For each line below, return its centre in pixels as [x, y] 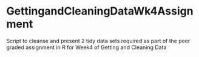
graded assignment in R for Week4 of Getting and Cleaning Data [86, 47]
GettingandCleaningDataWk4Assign [100, 11]
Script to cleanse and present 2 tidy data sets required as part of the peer [98, 41]
